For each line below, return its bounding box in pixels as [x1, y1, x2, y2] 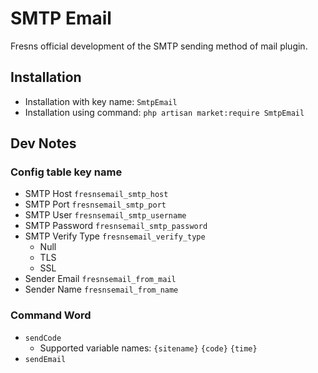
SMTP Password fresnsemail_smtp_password [24, 220, 208, 232]
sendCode [24, 333, 62, 343]
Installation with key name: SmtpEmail [24, 95, 178, 107]
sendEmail [24, 354, 67, 364]
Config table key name [10, 165, 123, 179]
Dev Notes [10, 135, 77, 152]
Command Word [10, 308, 92, 322]
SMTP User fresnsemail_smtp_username [24, 209, 187, 221]
